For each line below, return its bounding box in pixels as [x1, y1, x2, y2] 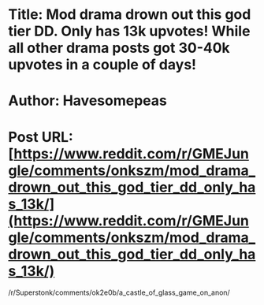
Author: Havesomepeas [8, 92, 167, 110]
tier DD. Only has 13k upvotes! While [8, 22, 251, 40]
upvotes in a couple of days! [8, 56, 197, 74]
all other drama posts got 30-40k [8, 39, 230, 57]
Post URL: [8, 128, 73, 146]
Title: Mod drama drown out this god [8, 6, 251, 24]
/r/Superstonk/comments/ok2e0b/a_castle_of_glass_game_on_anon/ [8, 288, 230, 297]
